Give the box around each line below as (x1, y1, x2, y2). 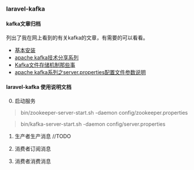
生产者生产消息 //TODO (14, 133, 71, 140)
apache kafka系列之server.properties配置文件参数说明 (14, 69, 146, 76)
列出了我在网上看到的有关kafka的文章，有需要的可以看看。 (6, 34, 149, 41)
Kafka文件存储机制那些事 (14, 61, 75, 69)
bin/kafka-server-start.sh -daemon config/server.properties (20, 121, 166, 128)
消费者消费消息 (14, 158, 51, 165)
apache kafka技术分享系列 (14, 54, 79, 61)
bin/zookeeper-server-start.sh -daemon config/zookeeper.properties (20, 109, 188, 116)
